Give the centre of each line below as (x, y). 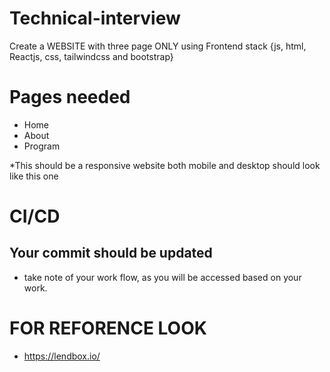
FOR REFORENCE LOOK (108, 328)
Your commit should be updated (111, 253)
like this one (34, 176)
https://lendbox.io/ (62, 356)
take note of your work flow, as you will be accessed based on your (162, 277)
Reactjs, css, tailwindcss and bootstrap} (91, 56)
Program (42, 146)
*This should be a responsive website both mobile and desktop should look (165, 165)
